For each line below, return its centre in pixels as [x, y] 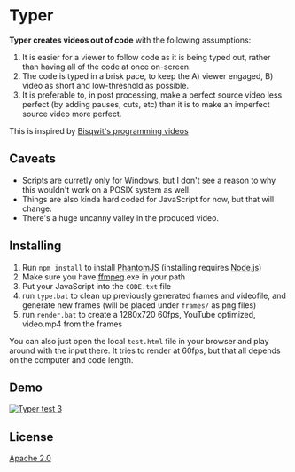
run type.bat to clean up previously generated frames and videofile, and [154, 295]
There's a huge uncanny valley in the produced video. [120, 217]
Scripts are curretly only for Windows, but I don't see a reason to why [149, 180]
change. [37, 208]
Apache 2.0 [30, 459]
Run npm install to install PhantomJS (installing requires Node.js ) [142, 267]
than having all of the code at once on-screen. [107, 67]
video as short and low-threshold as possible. [105, 85]
